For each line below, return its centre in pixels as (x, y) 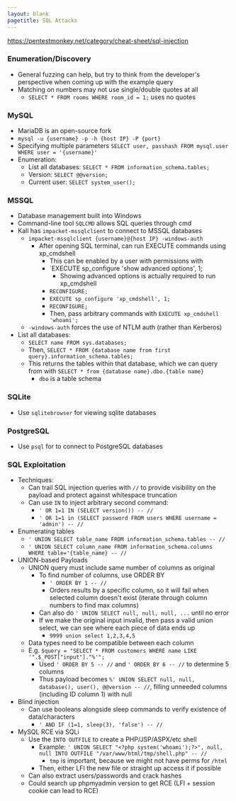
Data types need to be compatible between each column (111, 643)
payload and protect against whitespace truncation (102, 495)
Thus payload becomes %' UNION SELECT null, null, (117, 679)
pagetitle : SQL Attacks (43, 21)
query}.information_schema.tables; (80, 357)
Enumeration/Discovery (49, 59)
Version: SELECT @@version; (68, 175)
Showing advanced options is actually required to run (138, 276)
